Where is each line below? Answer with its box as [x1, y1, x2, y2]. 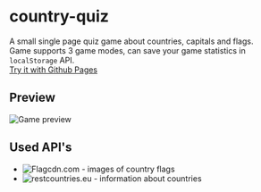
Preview [9, 90, 56, 105]
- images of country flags [81, 163, 176, 174]
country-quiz [9, 6, 110, 27]
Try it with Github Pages [9, 64, 98, 75]
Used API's [9, 140, 72, 155]
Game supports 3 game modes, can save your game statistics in [9, 45, 246, 55]
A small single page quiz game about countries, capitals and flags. [9, 36, 254, 46]
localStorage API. [9, 54, 75, 65]
